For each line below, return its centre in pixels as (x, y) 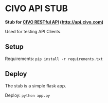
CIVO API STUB (36, 9)
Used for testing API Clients (33, 31)
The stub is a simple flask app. (36, 85)
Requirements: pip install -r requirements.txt (54, 59)
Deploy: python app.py (27, 95)
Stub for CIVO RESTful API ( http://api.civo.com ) (54, 22)
